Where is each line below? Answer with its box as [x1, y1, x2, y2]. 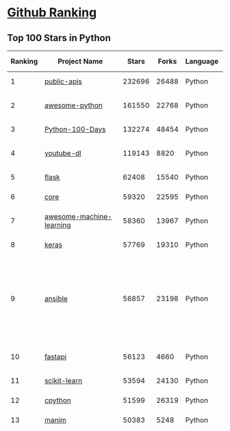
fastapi [44, 352, 67, 361]
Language [185, 57, 219, 66]
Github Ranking [7, 5, 97, 21]
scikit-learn [44, 376, 83, 385]
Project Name [57, 57, 103, 66]
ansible [44, 294, 68, 303]
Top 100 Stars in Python [7, 32, 111, 44]
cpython [44, 395, 71, 405]
